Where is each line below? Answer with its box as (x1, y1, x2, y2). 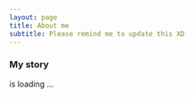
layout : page (9, 12, 58, 22)
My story (9, 58, 49, 71)
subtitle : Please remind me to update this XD (9, 29, 185, 38)
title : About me (9, 21, 69, 30)
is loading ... (9, 79, 54, 89)
